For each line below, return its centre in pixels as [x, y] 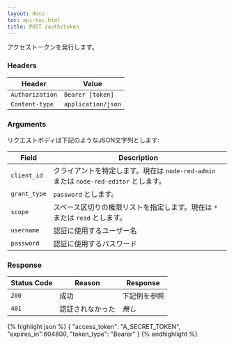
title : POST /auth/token [43, 26]
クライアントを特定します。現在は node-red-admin [134, 170]
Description [138, 157]
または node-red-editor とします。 [109, 181]
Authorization [34, 94]
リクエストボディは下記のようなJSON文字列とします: [84, 140]
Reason [88, 283]
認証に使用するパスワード [95, 243]
